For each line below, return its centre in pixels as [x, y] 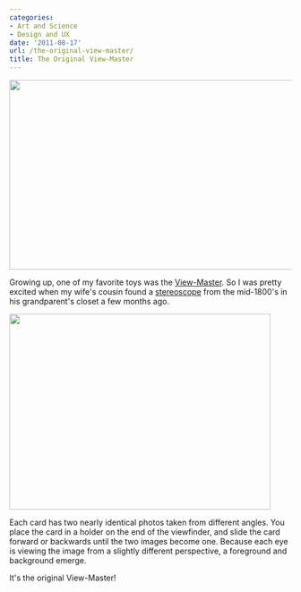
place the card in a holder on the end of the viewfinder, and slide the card [145, 532]
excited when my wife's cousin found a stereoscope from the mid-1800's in [149, 292]
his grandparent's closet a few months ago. [90, 301]
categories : [31, 17]
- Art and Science [43, 26]
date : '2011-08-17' [46, 43]
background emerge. [48, 560]
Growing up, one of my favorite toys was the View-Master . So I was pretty [146, 282]
